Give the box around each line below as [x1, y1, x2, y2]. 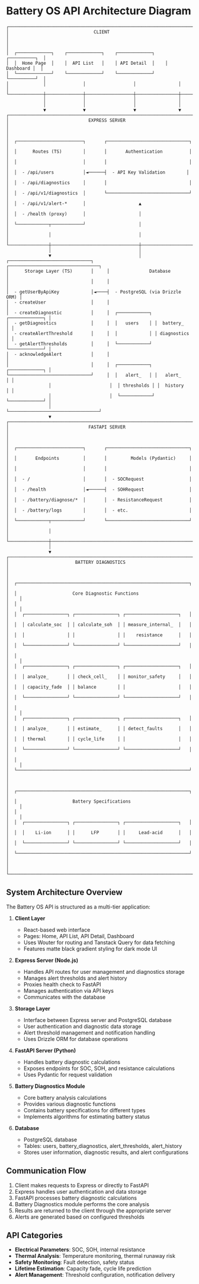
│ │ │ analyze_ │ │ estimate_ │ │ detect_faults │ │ [6, 725, 192, 731]
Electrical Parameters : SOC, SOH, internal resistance [14, 1246, 146, 1253]
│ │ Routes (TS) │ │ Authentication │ [6, 149, 192, 154]
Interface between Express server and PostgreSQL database [23, 1016, 172, 1023]
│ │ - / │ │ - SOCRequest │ [6, 476, 192, 482]
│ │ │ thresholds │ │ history [48, 382, 184, 389]
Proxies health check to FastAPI [23, 980, 101, 988]
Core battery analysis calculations [23, 1094, 107, 1101]
